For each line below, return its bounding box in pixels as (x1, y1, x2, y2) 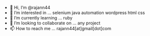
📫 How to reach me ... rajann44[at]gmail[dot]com (9, 26, 112, 31)
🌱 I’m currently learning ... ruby (9, 15, 73, 20)
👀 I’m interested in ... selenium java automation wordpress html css (9, 10, 145, 16)
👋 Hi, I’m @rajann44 (9, 5, 51, 10)
